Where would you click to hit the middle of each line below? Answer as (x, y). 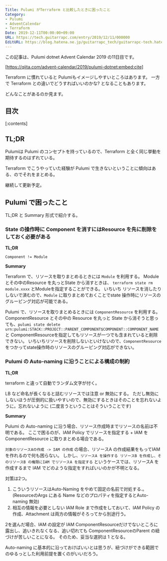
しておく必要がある (28, 237)
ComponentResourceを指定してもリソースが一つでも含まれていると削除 (84, 335)
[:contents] (16, 123)
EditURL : (14, 42)
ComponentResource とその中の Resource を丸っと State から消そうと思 (80, 318)
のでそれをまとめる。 (36, 175)
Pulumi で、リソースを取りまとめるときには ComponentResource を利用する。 (83, 312)
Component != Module (27, 257)
